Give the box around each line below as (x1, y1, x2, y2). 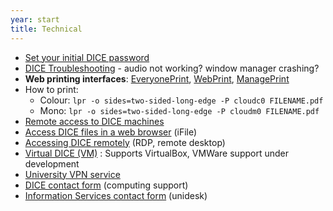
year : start (10, 14, 60, 25)
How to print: (24, 83, 79, 95)
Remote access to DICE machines (24, 115, 165, 127)
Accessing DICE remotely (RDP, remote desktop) (24, 136, 226, 148)
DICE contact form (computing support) (24, 179, 189, 191)
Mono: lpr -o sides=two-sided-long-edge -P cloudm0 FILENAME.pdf (39, 104, 320, 116)
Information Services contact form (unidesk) (24, 189, 208, 201)
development (24, 157, 80, 170)
